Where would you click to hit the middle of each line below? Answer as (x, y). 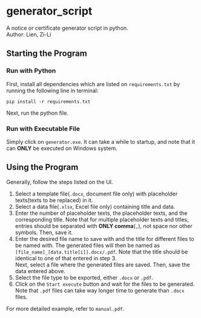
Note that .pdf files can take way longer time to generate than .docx (100, 290)
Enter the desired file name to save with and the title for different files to (105, 238)
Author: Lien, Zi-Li (29, 34)
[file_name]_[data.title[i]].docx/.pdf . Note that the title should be (101, 252)
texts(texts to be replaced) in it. (54, 200)
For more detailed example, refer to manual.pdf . (65, 308)
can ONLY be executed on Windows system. (62, 148)
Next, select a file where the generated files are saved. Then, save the (102, 265)
